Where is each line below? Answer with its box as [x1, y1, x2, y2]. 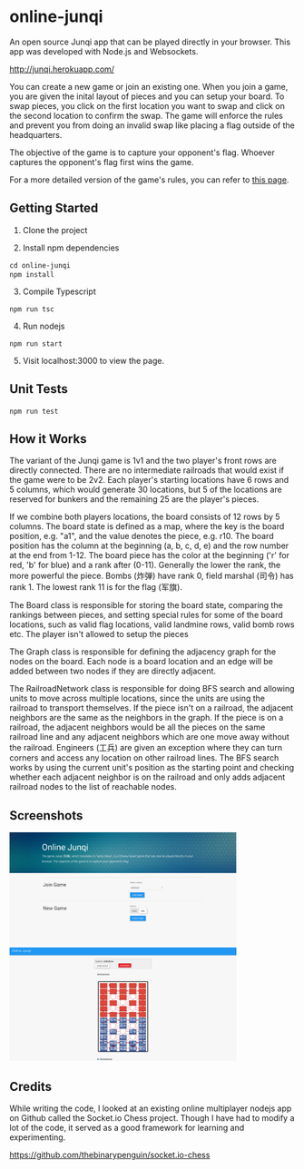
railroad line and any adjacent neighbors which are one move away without [9, 732, 290, 742]
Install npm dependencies [22, 242, 120, 253]
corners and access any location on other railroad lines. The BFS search [9, 752, 279, 763]
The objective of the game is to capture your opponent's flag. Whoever [9, 147, 275, 158]
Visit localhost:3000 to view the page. [22, 355, 165, 366]
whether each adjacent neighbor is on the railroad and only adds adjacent [9, 771, 286, 782]
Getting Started [9, 201, 99, 216]
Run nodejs [22, 320, 65, 331]
